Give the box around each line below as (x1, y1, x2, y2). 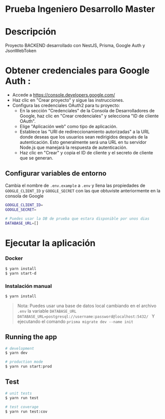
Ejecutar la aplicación (5, 237, 96, 248)
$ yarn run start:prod (5, 364, 52, 369)
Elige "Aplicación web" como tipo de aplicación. (19, 124, 117, 130)
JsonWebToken (5, 48, 37, 54)
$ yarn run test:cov (5, 409, 48, 414)
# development (5, 346, 35, 351)
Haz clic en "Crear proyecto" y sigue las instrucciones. (12, 97, 124, 103)
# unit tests (5, 391, 32, 396)
